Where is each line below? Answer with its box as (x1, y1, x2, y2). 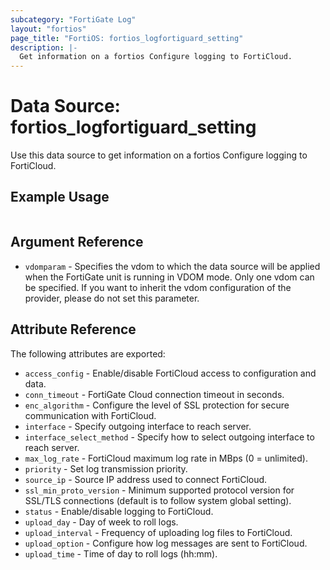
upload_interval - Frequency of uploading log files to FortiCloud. (24, 526, 293, 538)
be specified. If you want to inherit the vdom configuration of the (24, 281, 292, 293)
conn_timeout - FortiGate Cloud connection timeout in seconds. (24, 388, 285, 400)
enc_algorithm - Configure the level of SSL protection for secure (24, 399, 290, 411)
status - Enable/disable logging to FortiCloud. (24, 505, 214, 517)
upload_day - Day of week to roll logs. (24, 516, 179, 528)
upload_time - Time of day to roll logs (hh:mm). (24, 547, 218, 560)
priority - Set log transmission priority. (24, 462, 188, 475)
